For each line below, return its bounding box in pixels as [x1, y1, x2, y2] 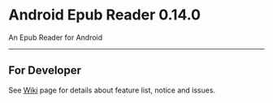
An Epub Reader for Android [8, 32, 103, 42]
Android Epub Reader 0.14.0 [8, 6, 201, 24]
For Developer [8, 63, 82, 78]
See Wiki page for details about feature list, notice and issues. [8, 85, 216, 95]
